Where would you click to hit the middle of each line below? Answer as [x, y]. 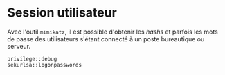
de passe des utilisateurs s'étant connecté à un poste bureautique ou [106, 39]
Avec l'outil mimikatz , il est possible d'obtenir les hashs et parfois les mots [112, 32]
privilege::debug [32, 59]
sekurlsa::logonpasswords [44, 65]
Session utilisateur [62, 13]
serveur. [19, 46]
